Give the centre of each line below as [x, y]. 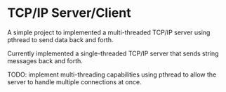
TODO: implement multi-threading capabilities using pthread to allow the [112, 74]
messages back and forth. [45, 60]
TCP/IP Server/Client [69, 13]
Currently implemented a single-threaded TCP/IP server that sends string [113, 53]
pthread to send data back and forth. [60, 39]
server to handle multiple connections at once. [74, 81]
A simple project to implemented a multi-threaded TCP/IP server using [109, 32]
